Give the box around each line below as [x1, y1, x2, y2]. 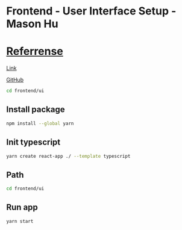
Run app [6, 202, 38, 213]
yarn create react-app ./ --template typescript [6, 153, 131, 159]
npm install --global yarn [6, 120, 74, 126]
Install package [6, 104, 65, 115]
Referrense [6, 45, 63, 58]
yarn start [6, 218, 34, 224]
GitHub [6, 76, 24, 84]
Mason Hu [6, 17, 58, 31]
